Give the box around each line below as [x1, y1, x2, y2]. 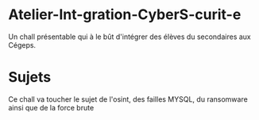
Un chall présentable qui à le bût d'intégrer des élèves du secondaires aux [8, 32, 252, 41]
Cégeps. [8, 40, 37, 49]
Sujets [8, 68, 52, 87]
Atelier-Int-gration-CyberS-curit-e [8, 6, 242, 24]
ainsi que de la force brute [8, 103, 95, 112]
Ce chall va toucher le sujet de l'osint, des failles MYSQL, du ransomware [8, 94, 248, 104]
